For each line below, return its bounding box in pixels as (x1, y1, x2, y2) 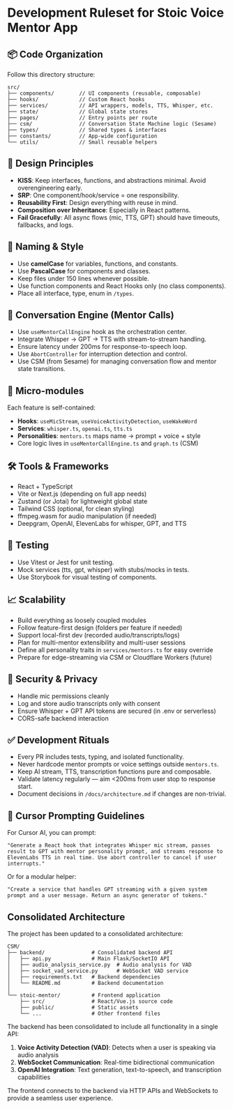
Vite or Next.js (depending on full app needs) (17, 490, 147, 498)
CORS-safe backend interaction (17, 714, 110, 723)
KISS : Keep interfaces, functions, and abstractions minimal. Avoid (17, 176, 206, 184)
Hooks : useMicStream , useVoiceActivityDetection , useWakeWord (17, 417, 197, 425)
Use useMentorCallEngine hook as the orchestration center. (17, 328, 187, 336)
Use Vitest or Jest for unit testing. (17, 558, 114, 566)
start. (17, 783, 33, 791)
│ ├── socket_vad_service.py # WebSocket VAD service (7, 967, 189, 974)
